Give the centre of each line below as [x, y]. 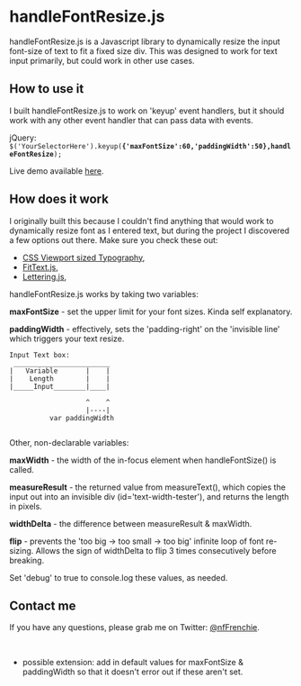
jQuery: [23, 138]
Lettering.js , [44, 276]
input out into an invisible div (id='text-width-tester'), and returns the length [149, 496]
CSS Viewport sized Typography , [84, 257]
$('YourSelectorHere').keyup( [66, 146]
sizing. [22, 550]
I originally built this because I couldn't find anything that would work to [142, 221]
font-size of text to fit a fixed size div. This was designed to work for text [144, 50]
